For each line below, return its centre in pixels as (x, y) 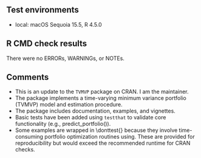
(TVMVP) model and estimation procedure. (69, 105)
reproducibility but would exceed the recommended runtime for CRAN (103, 143)
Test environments (43, 10)
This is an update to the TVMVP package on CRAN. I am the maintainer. (102, 92)
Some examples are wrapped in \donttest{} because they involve (96, 130)
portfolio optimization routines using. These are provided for (120, 137)
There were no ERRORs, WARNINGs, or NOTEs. (65, 58)
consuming (29, 137)
